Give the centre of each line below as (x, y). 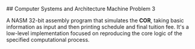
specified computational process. (48, 40)
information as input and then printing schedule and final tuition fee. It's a (98, 27)
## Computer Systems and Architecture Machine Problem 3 (81, 9)
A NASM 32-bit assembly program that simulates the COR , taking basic (95, 20)
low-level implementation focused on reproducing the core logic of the (94, 33)
